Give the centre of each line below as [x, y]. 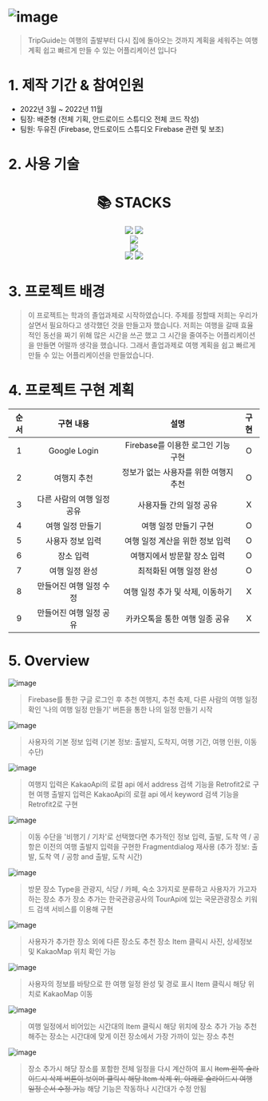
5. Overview [49, 661]
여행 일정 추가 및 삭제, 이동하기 [178, 592]
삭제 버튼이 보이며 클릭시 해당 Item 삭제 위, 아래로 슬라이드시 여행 [151, 1079]
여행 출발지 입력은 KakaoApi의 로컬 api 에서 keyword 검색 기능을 [138, 794]
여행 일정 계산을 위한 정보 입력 [178, 541]
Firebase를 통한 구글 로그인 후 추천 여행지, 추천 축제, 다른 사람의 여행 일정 [142, 699]
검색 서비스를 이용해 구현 [75, 909]
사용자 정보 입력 [73, 541]
